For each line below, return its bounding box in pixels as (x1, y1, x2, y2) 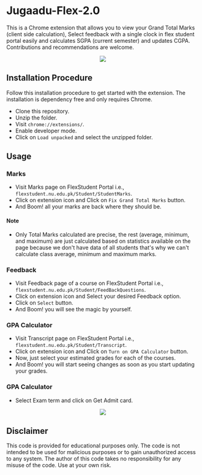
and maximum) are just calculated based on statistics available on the (15, 237, 191, 245)
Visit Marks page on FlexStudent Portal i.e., (15, 183, 124, 191)
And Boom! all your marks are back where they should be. (15, 203, 162, 210)
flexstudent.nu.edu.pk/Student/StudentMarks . (15, 190, 133, 197)
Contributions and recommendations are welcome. (6, 44, 135, 51)
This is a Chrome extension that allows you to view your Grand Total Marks (6, 24, 195, 31)
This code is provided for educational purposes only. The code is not (6, 442, 181, 449)
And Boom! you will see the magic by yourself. (15, 305, 132, 313)
